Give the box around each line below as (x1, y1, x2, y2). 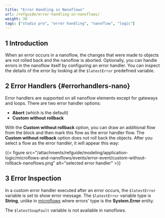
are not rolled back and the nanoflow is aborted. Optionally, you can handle (5, 57, 157, 63)
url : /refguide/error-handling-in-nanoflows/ (5, 12, 100, 17)
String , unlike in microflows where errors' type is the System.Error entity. (5, 197, 155, 204)
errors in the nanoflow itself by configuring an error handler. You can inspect (5, 62, 160, 69)
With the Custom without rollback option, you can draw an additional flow (5, 124, 156, 130)
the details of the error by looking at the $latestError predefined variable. (5, 68, 155, 74)
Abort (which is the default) (12, 109, 69, 115)
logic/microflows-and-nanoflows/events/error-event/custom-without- (5, 155, 146, 161)
